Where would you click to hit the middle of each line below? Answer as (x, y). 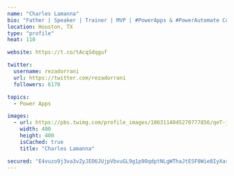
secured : (20, 161)
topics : (18, 97)
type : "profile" (31, 33)
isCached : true (42, 142)
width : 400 (36, 129)
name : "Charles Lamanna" (43, 14)
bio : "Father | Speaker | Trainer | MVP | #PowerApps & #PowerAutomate (113, 20)
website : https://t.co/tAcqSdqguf (57, 52)
